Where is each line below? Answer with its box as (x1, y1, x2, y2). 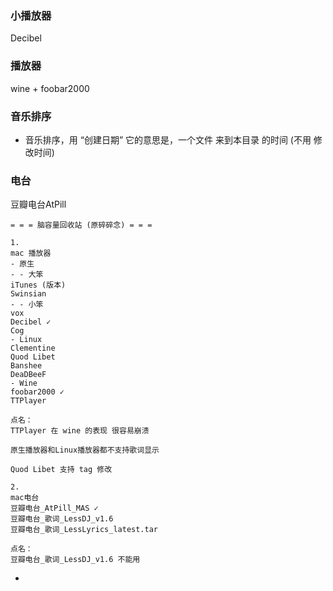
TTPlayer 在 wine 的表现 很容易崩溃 (10, 426, 150, 436)
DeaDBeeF (10, 370, 47, 380)
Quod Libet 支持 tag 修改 (10, 465, 113, 475)
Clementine (10, 343, 56, 354)
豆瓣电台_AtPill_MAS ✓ (10, 503, 99, 514)
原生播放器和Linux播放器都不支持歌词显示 (10, 445, 160, 456)
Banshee (10, 361, 43, 371)
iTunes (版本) (10, 280, 67, 291)
